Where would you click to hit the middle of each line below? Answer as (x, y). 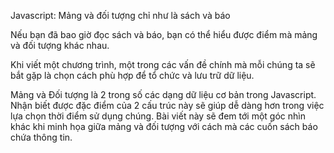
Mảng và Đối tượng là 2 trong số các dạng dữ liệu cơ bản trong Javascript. (163, 94)
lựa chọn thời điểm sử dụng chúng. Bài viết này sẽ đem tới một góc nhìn (158, 116)
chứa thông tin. (41, 137)
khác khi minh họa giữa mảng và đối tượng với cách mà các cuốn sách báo (164, 126)
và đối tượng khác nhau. (60, 45)
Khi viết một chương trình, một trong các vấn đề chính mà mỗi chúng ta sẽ (163, 64)
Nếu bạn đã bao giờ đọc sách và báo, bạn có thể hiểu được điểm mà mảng (164, 34)
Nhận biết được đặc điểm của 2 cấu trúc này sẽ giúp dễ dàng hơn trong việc (167, 105)
